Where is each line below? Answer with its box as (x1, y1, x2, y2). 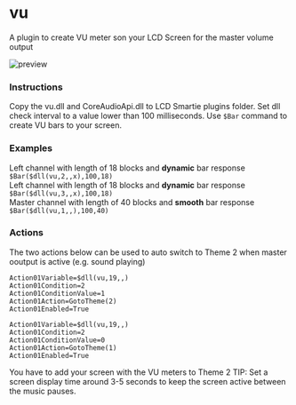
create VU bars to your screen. (9, 120, 123, 131)
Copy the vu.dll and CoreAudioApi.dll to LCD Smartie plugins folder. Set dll (9, 101, 281, 112)
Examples (9, 142, 53, 155)
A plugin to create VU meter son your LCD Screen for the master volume (9, 32, 274, 43)
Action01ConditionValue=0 (9, 336, 105, 345)
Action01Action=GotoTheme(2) (9, 297, 117, 306)
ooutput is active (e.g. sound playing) (9, 256, 146, 266)
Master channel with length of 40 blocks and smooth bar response (9, 196, 255, 207)
